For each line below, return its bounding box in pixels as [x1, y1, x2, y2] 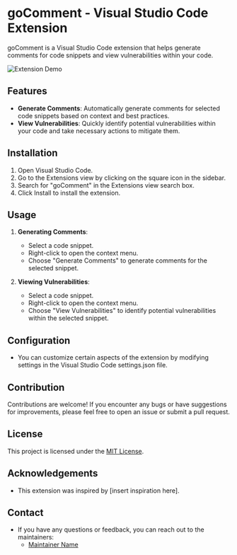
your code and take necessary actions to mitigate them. [17, 126, 180, 135]
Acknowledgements [7, 467, 98, 479]
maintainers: [17, 533, 54, 542]
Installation [7, 147, 58, 159]
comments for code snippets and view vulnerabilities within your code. [7, 51, 214, 59]
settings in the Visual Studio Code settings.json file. [17, 361, 168, 370]
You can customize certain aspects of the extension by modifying [17, 353, 209, 362]
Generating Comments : [17, 228, 88, 236]
